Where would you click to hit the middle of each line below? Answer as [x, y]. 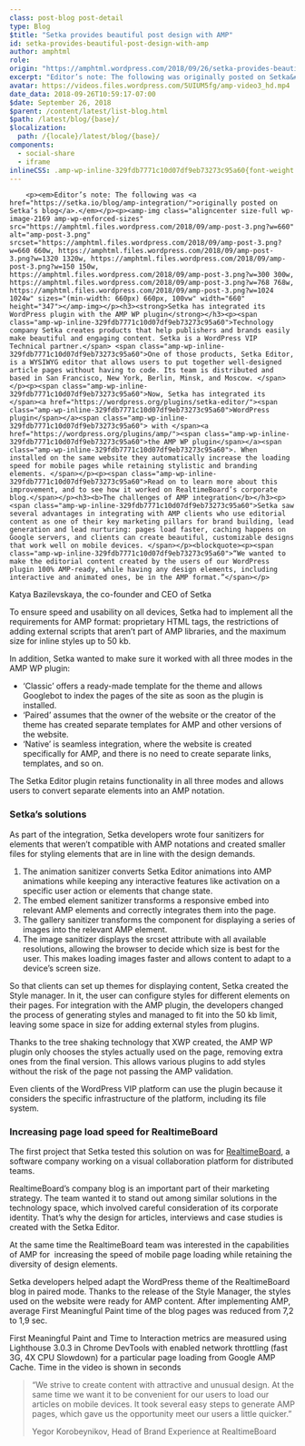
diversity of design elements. [64, 1264]
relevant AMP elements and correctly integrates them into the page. [149, 910]
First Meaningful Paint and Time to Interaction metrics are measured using [148, 1338]
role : [20, 60]
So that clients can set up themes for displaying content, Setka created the [149, 985]
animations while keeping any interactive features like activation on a [151, 881]
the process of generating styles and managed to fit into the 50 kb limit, [143, 1014]
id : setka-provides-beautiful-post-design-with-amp [109, 43]
